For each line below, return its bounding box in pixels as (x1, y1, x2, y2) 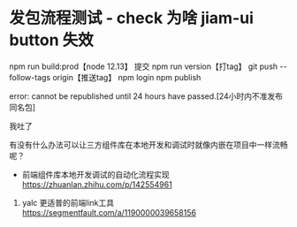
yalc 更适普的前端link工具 (21, 197, 115, 208)
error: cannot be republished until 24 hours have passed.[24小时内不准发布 (9, 90, 284, 102)
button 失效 (9, 30, 95, 50)
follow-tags (9, 72, 51, 82)
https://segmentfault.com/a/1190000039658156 (21, 207, 197, 217)
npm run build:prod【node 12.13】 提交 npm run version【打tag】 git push (9, 61, 278, 72)
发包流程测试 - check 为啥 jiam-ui (9, 8, 255, 28)
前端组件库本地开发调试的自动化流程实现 (21, 169, 170, 179)
